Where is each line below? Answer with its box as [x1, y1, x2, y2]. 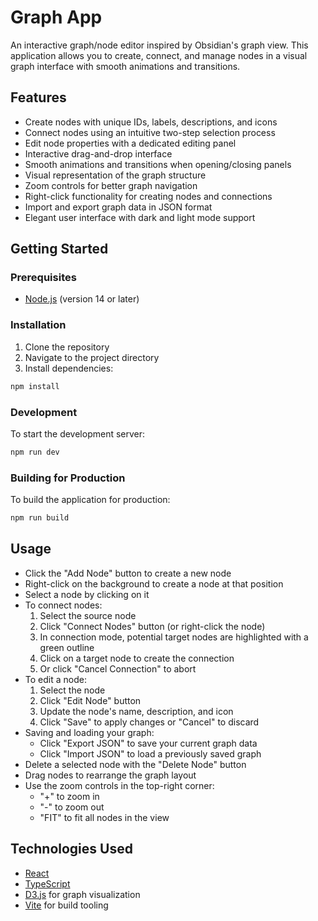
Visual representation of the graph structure [24, 169, 207, 181]
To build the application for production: [10, 494, 171, 506]
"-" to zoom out [39, 801, 105, 813]
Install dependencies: [24, 362, 114, 374]
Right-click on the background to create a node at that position [24, 577, 284, 590]
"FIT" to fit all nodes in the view [39, 811, 170, 823]
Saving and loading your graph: [24, 726, 155, 738]
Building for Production [10, 471, 126, 485]
